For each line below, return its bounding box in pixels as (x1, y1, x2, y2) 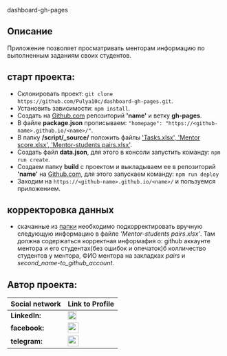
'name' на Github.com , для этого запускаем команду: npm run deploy (17, 170, 219, 178)
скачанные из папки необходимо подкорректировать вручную (17, 223, 203, 231)
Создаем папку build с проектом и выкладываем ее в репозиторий (17, 162, 216, 170)
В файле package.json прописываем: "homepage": (17, 118, 163, 126)
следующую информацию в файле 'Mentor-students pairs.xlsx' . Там (17, 230, 215, 238)
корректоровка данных (7, 204, 114, 216)
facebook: (10, 323, 45, 333)
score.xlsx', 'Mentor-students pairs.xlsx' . (17, 140, 133, 148)
